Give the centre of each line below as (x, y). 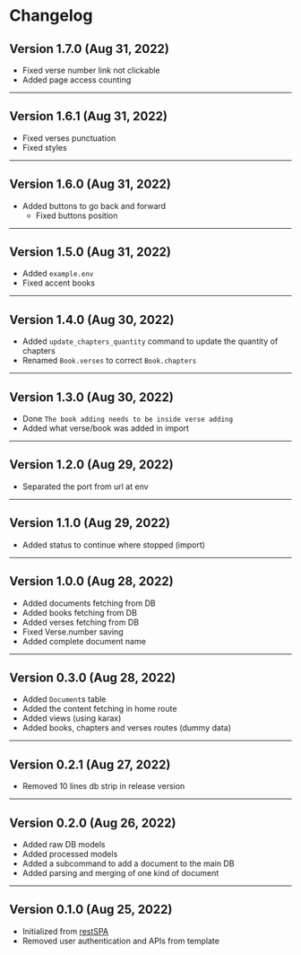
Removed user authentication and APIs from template (120, 941)
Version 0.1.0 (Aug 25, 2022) (91, 910)
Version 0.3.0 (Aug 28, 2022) (93, 677)
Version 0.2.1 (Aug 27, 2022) (90, 764)
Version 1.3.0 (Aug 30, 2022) (92, 397)
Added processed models (70, 854)
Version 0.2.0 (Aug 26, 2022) (93, 823)
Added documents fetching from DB (89, 603)
